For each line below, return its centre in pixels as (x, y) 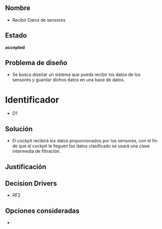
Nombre (18, 8)
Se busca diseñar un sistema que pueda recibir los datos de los (76, 75)
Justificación (26, 167)
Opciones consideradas (42, 211)
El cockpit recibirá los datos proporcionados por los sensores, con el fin (85, 141)
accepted (15, 47)
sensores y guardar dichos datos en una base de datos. (68, 80)
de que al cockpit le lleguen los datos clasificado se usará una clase (81, 146)
